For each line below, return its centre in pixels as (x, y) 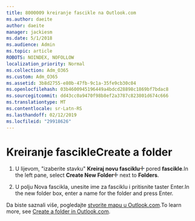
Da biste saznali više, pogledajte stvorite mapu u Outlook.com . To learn (94, 205)
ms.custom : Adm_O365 (32, 77)
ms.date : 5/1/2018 (29, 38)
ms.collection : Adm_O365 (37, 70)
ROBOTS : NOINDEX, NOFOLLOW (40, 58)
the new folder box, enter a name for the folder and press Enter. (94, 193)
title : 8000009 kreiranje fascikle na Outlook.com (71, 13)
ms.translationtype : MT (36, 102)
